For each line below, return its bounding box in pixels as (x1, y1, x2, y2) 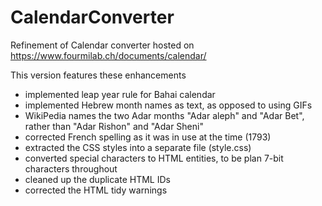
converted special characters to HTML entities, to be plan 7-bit (24, 152, 284, 164)
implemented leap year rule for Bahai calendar (24, 88, 216, 100)
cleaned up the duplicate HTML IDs (24, 173, 171, 185)
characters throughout (24, 162, 118, 175)
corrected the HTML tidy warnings (24, 184, 168, 196)
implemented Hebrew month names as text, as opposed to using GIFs (24, 99, 313, 111)
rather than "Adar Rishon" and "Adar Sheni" (24, 120, 204, 132)
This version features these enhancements (10, 69, 187, 81)
